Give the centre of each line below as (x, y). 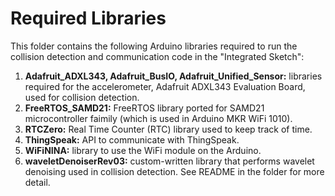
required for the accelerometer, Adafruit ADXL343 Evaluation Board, (165, 86)
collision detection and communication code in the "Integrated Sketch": (157, 56)
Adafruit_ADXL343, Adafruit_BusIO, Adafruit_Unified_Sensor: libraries (173, 76)
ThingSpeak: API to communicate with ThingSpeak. (132, 139)
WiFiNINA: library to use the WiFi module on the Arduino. (143, 150)
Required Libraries (88, 18)
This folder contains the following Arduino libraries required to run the (154, 46)
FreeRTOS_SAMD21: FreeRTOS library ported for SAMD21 (144, 108)
